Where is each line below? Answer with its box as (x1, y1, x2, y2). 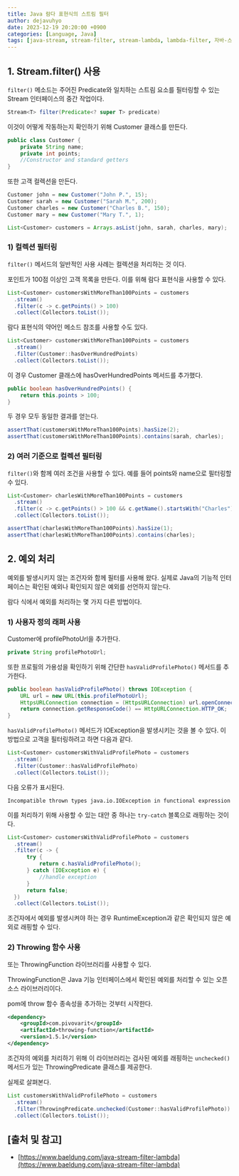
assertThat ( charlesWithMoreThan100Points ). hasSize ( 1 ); (7, 525, 174, 532)
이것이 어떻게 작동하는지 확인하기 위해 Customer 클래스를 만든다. (7, 122, 188, 131)
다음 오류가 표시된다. (7, 783, 65, 791)
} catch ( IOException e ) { (26, 867, 107, 874)
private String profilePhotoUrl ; (7, 649, 107, 656)
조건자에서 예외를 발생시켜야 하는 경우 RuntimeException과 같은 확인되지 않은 (7, 914, 224, 923)
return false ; (26, 886, 69, 894)
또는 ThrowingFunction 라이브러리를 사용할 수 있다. (7, 960, 152, 968)
